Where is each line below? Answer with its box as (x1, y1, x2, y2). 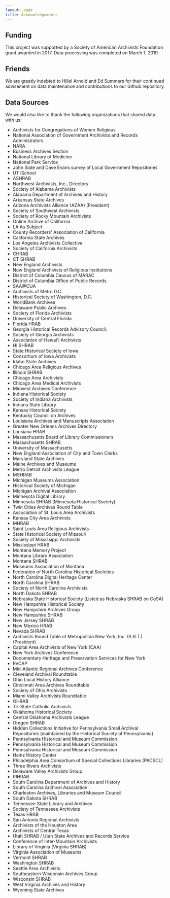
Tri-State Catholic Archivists (12, 703, 72, 709)
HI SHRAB (12, 342, 34, 348)
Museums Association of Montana (12, 563, 85, 569)
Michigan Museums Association (12, 477, 80, 483)
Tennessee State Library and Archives (12, 800, 93, 807)
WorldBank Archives (12, 299, 56, 305)
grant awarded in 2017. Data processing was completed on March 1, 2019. (5, 50, 159, 56)
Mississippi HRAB (12, 541, 50, 548)
